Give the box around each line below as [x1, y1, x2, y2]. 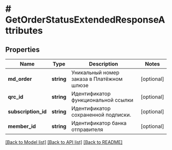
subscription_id [8, 108, 47, 115]
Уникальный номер [71, 69, 119, 76]
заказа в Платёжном [71, 75, 123, 82]
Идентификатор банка [71, 120, 127, 126]
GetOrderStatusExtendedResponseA [5, 14, 165, 26]
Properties [5, 45, 40, 54]
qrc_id [8, 93, 24, 100]
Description [89, 60, 118, 67]
